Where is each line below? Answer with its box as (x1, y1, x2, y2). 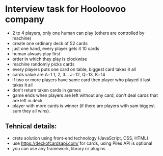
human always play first (12, 50, 60, 57)
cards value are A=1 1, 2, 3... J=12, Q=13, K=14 (12, 71, 106, 77)
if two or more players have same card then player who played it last (12, 77, 151, 83)
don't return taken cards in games (12, 87, 81, 93)
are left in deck (12, 97, 43, 103)
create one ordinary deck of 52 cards (12, 40, 88, 46)
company (5, 14, 45, 25)
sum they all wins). (12, 108, 51, 113)
